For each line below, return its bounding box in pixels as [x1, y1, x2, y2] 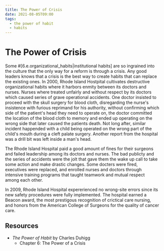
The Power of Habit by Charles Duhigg [12, 235, 91, 241]
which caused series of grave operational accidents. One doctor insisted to [5, 94, 157, 100]
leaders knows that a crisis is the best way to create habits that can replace [5, 73, 157, 79]
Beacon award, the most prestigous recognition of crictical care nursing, [5, 197, 151, 203]
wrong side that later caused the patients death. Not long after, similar [5, 121, 146, 126]
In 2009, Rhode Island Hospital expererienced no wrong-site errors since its [5, 187, 158, 192]
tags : [5, 16, 16, 21]
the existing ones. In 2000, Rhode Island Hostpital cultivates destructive [5, 79, 150, 85]
